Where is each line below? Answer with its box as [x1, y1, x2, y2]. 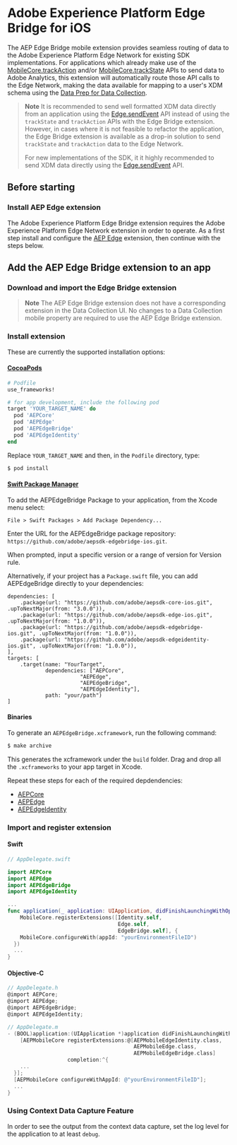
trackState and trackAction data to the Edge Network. [24, 139, 184, 148]
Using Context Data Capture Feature [7, 1106, 134, 1116]
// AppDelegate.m [7, 1023, 59, 1030]
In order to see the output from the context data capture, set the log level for [7, 1122, 229, 1130]
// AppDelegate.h [7, 985, 59, 992]
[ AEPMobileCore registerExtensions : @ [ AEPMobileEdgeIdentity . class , [20, 1037, 222, 1044]
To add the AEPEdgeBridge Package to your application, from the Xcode [7, 495, 217, 504]
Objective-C [7, 968, 44, 977]
